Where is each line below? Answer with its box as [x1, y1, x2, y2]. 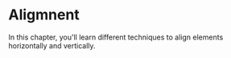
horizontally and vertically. [8, 40, 96, 50]
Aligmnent [8, 6, 80, 24]
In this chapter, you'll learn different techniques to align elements [8, 32, 224, 42]
